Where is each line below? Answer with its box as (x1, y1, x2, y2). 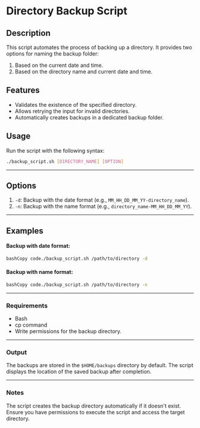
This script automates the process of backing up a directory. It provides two (6, 44, 192, 51)
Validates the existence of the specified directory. (14, 101, 137, 108)
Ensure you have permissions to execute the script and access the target (6, 408, 185, 415)
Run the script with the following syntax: (6, 147, 105, 154)
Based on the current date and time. (14, 61, 104, 69)
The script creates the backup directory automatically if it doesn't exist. (6, 402, 182, 409)
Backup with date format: (6, 242, 70, 250)
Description (6, 28, 51, 38)
